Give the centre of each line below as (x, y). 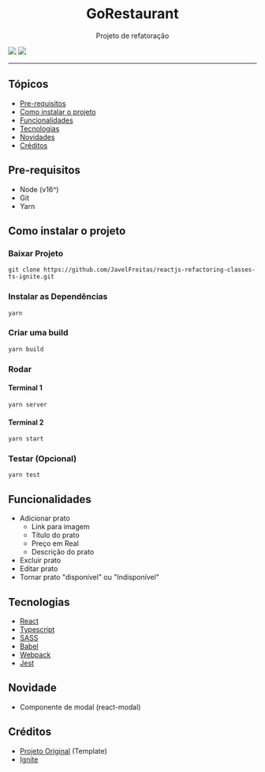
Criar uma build (38, 333)
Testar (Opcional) (43, 459)
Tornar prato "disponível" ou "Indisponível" (90, 577)
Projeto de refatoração (132, 36)
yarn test (24, 475)
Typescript (37, 630)
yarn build (26, 349)
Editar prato (39, 569)
